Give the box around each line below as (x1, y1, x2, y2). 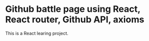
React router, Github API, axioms (5, 14, 144, 25)
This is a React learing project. (5, 30, 69, 36)
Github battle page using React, (5, 3, 140, 15)
